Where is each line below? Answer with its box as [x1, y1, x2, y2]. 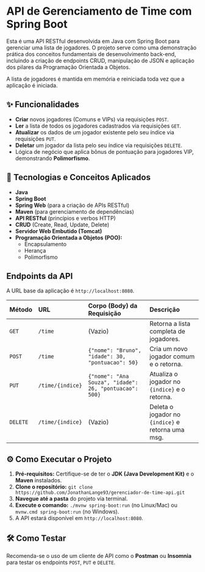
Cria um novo [149, 345, 188, 353]
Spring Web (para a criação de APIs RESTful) [15, 201, 130, 209]
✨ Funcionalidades [6, 100, 79, 110]
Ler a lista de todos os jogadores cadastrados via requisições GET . [15, 122, 181, 129]
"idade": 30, [88, 353, 126, 360]
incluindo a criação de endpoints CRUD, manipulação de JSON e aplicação [6, 57, 195, 64]
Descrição [149, 305, 180, 314]
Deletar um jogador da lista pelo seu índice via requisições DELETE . [15, 142, 183, 149]
